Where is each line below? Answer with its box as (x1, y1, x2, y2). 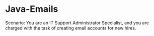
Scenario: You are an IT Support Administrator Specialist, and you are (5, 20, 149, 26)
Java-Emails (5, 3, 58, 15)
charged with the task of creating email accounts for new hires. (5, 25, 136, 31)
